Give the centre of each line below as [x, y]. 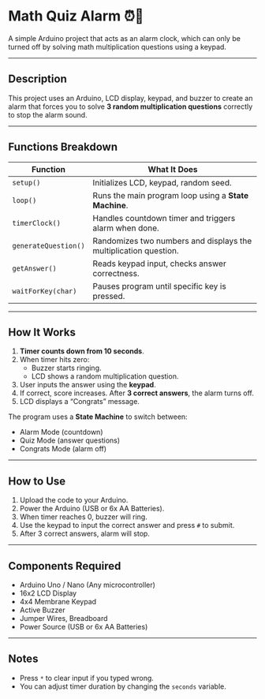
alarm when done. [126, 228]
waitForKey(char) [45, 291]
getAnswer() [35, 268]
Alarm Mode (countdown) [61, 432]
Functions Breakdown [63, 147]
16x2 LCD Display [48, 593]
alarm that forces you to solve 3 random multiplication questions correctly [131, 107]
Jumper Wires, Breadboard [63, 618]
